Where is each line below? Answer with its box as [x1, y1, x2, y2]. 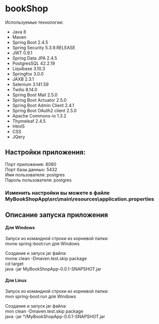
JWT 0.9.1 [12, 50, 33, 56]
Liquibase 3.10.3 [12, 65, 45, 72]
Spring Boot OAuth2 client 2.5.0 [12, 107, 77, 114]
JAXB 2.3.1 [12, 76, 34, 82]
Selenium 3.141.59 [12, 81, 49, 87]
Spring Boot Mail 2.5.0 [12, 92, 58, 98]
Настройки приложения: [5, 148, 86, 157]
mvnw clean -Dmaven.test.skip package [5, 255, 87, 262]
